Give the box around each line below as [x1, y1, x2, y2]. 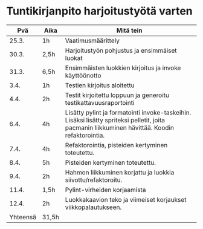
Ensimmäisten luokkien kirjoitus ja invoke [65, 64, 181, 72]
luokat [65, 53, 83, 62]
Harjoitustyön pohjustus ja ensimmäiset [65, 46, 177, 55]
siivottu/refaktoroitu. [65, 176, 123, 184]
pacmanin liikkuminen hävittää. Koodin [65, 123, 174, 131]
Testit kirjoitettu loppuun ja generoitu [65, 91, 169, 99]
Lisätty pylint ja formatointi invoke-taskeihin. [65, 108, 192, 116]
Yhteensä [9, 213, 36, 221]
